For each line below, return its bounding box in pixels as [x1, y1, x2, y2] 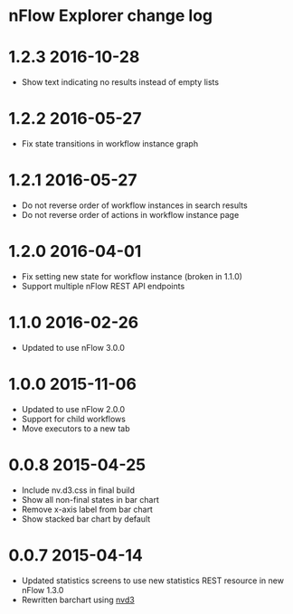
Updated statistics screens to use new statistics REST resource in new [21, 575, 284, 586]
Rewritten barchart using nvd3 [21, 594, 135, 605]
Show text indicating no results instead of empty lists [21, 77, 219, 88]
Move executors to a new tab [21, 422, 130, 434]
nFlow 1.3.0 [21, 584, 64, 595]
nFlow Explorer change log [8, 5, 213, 26]
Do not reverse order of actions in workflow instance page [21, 210, 240, 220]
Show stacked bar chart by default [21, 513, 151, 524]
